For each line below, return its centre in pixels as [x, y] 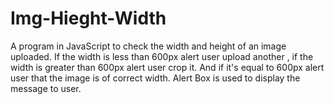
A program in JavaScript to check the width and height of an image [148, 46]
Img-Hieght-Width [88, 18]
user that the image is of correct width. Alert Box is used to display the [155, 78]
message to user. [46, 88]
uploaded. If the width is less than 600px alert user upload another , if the [162, 56]
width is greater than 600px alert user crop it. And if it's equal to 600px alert [167, 67]
